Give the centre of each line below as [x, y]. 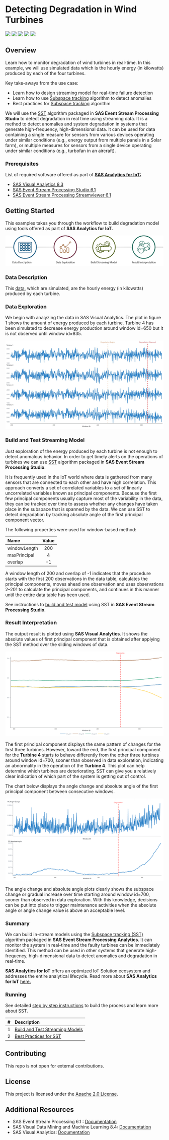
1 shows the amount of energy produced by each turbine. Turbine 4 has [79, 323]
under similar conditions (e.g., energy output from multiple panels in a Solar [83, 140]
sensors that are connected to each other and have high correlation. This [81, 482]
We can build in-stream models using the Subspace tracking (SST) [74, 935]
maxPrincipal [21, 555]
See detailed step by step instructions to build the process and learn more [82, 1006]
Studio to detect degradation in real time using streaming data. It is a [76, 118]
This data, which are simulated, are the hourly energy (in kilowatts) [74, 289]
